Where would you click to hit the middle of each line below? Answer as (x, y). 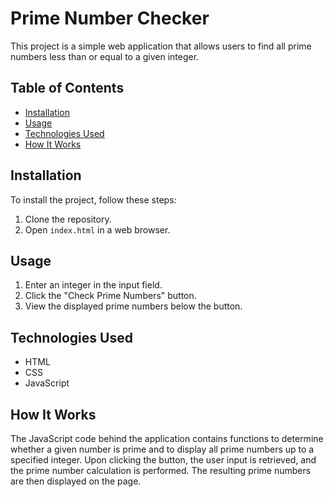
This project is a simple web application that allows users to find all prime (161, 46)
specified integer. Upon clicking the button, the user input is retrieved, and (163, 460)
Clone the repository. (68, 219)
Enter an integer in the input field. (93, 285)
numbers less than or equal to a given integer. (105, 56)
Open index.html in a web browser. (97, 229)
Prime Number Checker (110, 18)
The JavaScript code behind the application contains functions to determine (167, 438)
